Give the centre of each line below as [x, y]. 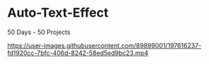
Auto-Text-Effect [58, 13]
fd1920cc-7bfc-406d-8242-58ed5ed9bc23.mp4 [78, 53]
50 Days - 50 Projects [39, 32]
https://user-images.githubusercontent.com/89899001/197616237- [104, 45]
